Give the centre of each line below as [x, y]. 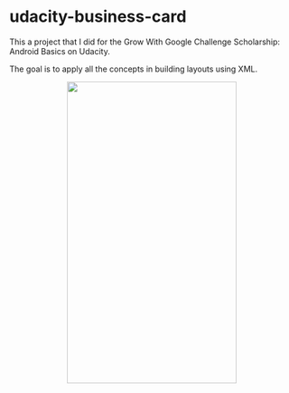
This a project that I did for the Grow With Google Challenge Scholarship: [145, 42]
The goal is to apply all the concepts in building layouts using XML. [134, 69]
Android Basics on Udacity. [60, 51]
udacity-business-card [98, 17]
